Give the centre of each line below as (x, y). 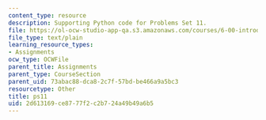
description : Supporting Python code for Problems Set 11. (108, 23)
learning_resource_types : (51, 45)
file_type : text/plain (46, 37)
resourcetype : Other (42, 89)
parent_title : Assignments (53, 67)
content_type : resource (47, 15)
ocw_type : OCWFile (38, 60)
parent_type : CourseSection (55, 74)
